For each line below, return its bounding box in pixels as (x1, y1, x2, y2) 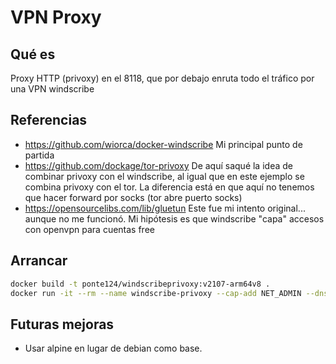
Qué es (10, 46, 56, 63)
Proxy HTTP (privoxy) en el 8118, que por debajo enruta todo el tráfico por (10, 72, 315, 84)
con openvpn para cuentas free (24, 223, 155, 235)
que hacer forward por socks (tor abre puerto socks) (24, 191, 243, 203)
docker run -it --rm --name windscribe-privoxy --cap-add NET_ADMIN (10, 288, 302, 298)
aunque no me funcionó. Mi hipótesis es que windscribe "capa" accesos (24, 212, 325, 225)
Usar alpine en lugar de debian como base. (24, 342, 203, 355)
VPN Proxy (10, 6, 102, 29)
